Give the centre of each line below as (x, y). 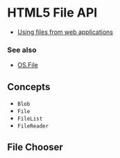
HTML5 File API (52, 13)
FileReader (33, 126)
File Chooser (35, 147)
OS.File (27, 65)
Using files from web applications (65, 32)
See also (22, 50)
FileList (30, 119)
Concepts (29, 87)
